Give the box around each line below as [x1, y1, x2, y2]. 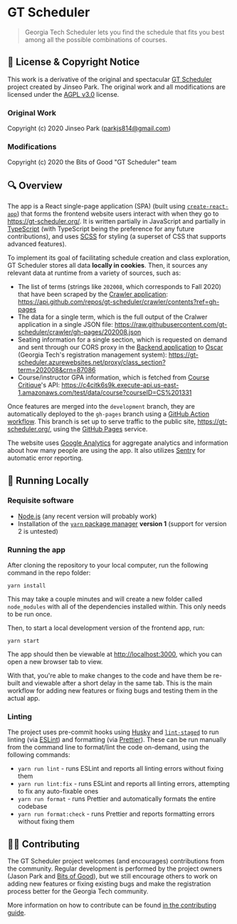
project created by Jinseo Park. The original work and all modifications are [7, 83, 226, 91]
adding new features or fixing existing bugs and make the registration [7, 880, 211, 888]
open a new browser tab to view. [7, 658, 103, 666]
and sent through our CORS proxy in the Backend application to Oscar [17, 343, 223, 352]
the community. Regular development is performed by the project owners [7, 864, 223, 873]
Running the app [7, 545, 66, 555]
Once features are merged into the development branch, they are [7, 402, 196, 411]
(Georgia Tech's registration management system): [17, 350, 167, 359]
